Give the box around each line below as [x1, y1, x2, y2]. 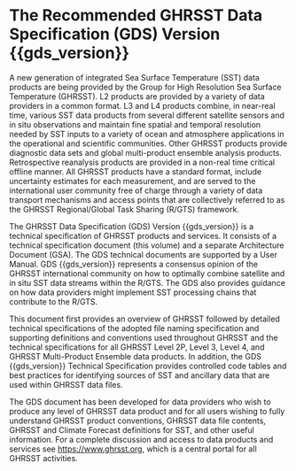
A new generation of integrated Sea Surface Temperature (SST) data [9, 72, 260, 82]
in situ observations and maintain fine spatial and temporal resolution [9, 119, 261, 129]
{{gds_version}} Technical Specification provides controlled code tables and [9, 360, 287, 371]
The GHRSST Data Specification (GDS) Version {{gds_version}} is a [9, 220, 254, 231]
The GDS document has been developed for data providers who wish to [9, 396, 272, 407]
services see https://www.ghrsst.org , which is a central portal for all [9, 444, 257, 454]
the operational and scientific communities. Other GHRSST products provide [9, 138, 288, 149]
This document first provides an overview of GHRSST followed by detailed [9, 313, 281, 324]
